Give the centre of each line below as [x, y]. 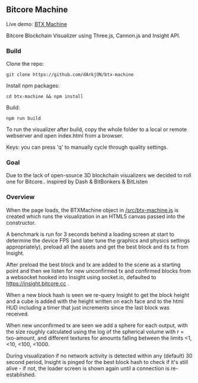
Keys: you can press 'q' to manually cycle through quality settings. [87, 147]
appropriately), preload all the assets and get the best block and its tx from [97, 247]
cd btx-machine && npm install [45, 97]
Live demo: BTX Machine [36, 24]
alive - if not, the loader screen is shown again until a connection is [88, 368]
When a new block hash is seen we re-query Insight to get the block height [98, 295]
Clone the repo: [25, 64]
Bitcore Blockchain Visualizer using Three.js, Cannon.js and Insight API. [93, 36]
